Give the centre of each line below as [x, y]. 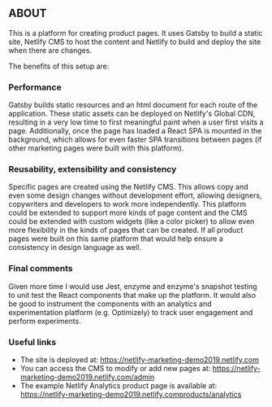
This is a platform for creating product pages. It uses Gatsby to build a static [136, 33]
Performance [35, 87]
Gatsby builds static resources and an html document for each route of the [133, 105]
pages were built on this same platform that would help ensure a [116, 239]
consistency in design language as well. [75, 247]
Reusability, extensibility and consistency [93, 169]
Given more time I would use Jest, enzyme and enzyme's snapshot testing [133, 286]
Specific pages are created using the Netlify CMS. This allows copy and [129, 187]
